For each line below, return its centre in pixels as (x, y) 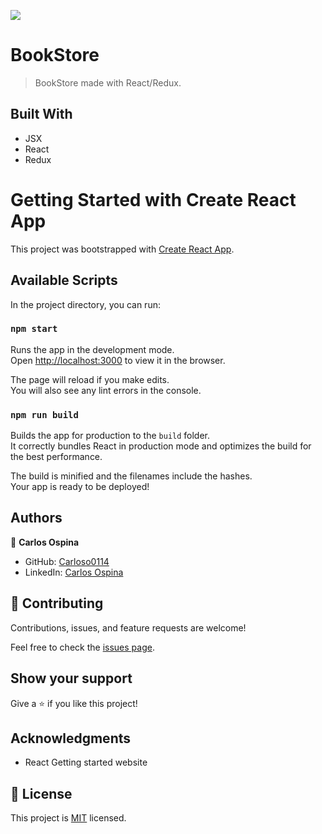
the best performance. (56, 457)
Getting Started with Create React (153, 199)
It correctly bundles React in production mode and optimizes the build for (161, 446)
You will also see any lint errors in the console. (106, 390)
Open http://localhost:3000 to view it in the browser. (118, 360)
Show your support (71, 678)
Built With (41, 114)
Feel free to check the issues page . (82, 647)
